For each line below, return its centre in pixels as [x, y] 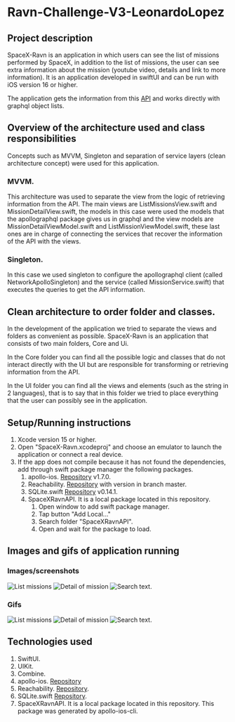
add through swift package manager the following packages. [105, 469]
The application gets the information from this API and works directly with [114, 98]
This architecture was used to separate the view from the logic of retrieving [116, 196]
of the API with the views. [44, 241]
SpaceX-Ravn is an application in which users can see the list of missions [113, 55]
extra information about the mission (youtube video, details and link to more [117, 70]
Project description [50, 38]
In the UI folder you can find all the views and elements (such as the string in [118, 386]
